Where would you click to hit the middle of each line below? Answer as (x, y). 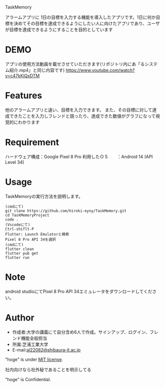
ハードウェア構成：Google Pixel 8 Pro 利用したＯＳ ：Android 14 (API (79, 157)
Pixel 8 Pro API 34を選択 (31, 239)
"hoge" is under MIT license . (34, 359)
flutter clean (20, 249)
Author (20, 318)
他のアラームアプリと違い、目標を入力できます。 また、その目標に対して (79, 110)
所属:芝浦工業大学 (30, 344)
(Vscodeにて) (18, 225)
